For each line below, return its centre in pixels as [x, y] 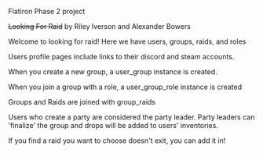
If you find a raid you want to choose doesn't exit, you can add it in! [117, 141]
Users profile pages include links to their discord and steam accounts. [121, 57]
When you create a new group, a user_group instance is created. [113, 72]
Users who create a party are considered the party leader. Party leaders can [131, 117]
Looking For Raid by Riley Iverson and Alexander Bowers [99, 26]
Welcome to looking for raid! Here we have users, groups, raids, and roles [127, 41]
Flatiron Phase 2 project [47, 11]
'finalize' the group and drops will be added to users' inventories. [113, 125]
